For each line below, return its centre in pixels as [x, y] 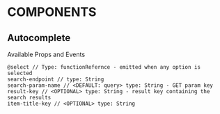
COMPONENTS [52, 12]
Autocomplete [39, 38]
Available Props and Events [46, 54]
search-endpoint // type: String [56, 79]
